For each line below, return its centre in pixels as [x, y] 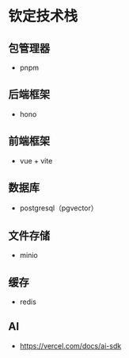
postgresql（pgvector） [59, 208]
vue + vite [36, 160]
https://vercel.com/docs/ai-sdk [70, 345]
